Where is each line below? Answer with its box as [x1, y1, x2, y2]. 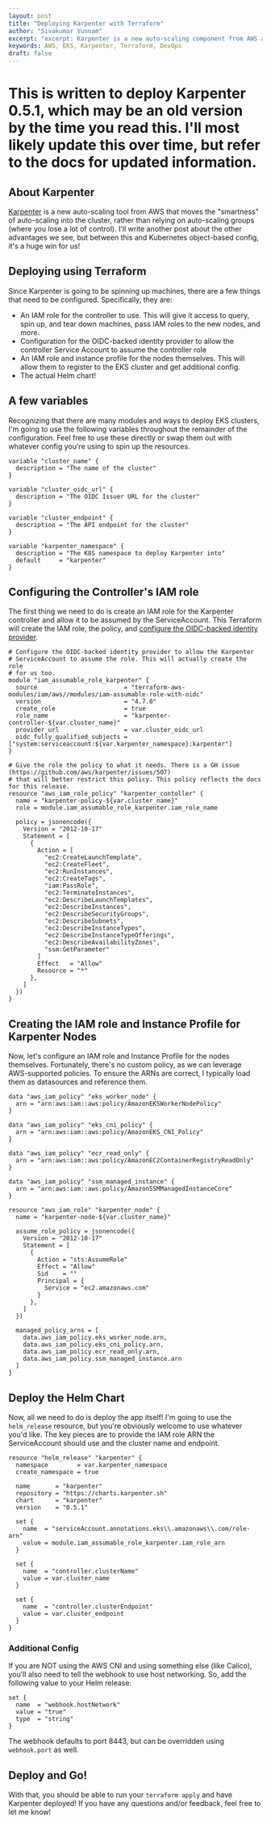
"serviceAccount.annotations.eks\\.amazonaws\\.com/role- [51, 1525, 251, 1533]
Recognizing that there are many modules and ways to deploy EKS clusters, [8, 415, 260, 425]
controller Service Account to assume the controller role [19, 345, 207, 355]
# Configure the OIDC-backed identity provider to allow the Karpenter [8, 648, 254, 657]
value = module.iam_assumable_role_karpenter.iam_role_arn [23, 1539, 226, 1547]
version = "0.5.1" [15, 1503, 89, 1512]
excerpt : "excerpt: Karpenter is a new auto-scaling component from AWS [8, 34, 258, 43]
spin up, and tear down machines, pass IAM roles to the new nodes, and [19, 319, 261, 329]
